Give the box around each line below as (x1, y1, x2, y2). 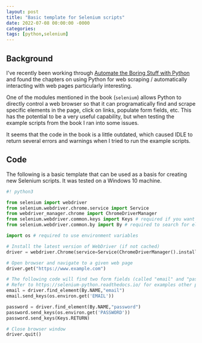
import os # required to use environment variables (6, 232, 138, 238)
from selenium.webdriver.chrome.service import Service (6, 205, 149, 211)
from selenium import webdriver (6, 199, 87, 205)
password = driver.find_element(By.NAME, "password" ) (6, 304, 141, 310)
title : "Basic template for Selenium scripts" (6, 14, 125, 20)
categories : (6, 25, 36, 32)
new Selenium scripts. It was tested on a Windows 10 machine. (6, 177, 162, 184)
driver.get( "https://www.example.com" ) (6, 266, 106, 272)
